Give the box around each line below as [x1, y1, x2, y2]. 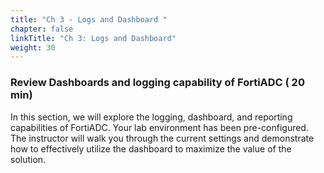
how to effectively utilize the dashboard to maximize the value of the [10, 142, 292, 155]
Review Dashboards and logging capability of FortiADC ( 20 [10, 76, 305, 90]
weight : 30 [10, 42, 56, 53]
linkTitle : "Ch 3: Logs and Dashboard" [10, 33, 177, 43]
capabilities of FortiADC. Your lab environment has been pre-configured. [10, 121, 309, 133]
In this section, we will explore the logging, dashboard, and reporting [10, 111, 293, 123]
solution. [10, 153, 47, 165]
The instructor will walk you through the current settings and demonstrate [10, 132, 315, 144]
